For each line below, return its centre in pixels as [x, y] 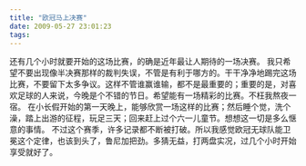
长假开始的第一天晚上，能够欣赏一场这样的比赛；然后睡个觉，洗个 [167, 107]
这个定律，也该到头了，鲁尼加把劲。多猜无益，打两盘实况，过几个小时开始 [157, 141]
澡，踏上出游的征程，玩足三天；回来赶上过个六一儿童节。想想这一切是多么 [149, 118]
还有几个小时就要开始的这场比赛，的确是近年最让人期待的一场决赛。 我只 [146, 62]
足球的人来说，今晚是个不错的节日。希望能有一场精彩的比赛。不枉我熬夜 [153, 95]
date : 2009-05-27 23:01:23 [61, 26]
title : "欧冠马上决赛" [48, 18]
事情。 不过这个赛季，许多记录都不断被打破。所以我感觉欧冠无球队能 [154, 130]
